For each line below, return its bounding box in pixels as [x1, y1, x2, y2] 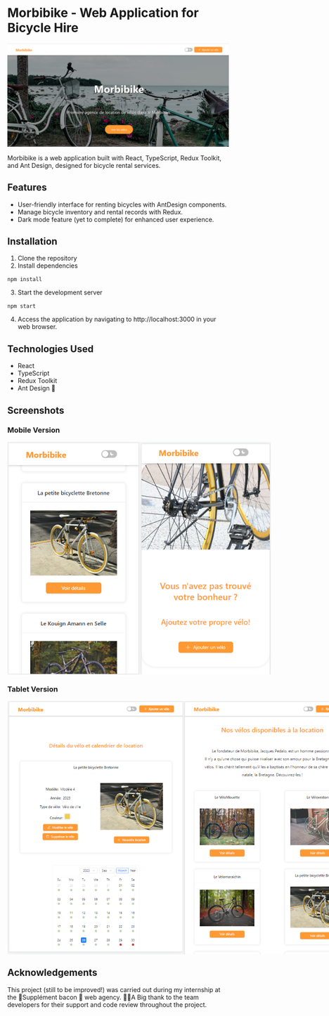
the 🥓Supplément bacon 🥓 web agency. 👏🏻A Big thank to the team [7, 993, 199, 1001]
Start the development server [17, 288, 103, 297]
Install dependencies [17, 261, 79, 270]
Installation [7, 235, 58, 247]
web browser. [17, 323, 58, 331]
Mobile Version [7, 425, 60, 435]
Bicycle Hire [7, 20, 79, 36]
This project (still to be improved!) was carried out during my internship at [7, 985, 221, 994]
